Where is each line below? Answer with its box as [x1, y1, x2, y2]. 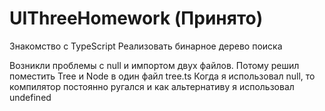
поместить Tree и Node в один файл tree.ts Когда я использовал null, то [9, 70, 316, 82]
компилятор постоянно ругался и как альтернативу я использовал [9, 80, 295, 92]
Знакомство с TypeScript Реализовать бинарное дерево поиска [9, 40, 283, 52]
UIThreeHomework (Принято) [9, 7, 264, 30]
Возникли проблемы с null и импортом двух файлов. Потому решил [9, 59, 300, 71]
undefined [9, 91, 52, 103]
